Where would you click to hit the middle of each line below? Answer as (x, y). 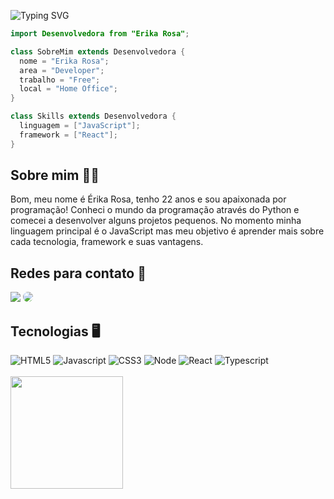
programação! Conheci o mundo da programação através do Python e (155, 210)
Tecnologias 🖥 (55, 331)
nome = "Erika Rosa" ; (64, 61)
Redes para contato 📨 (78, 273)
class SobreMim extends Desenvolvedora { (98, 51)
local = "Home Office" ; (68, 89)
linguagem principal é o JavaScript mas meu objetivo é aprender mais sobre (167, 231)
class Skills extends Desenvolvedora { (93, 116)
